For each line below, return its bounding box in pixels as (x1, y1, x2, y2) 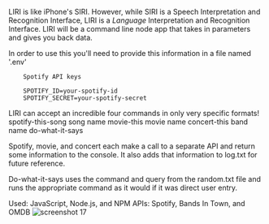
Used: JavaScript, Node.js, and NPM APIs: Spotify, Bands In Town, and (8, 199, 245, 208)
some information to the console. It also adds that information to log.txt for (8, 150, 258, 159)
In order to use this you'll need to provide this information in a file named (8, 49, 252, 58)
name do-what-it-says (8, 126, 84, 135)
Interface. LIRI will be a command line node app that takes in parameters (8, 24, 251, 33)
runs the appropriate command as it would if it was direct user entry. (8, 183, 238, 192)
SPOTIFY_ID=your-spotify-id (23, 87, 118, 95)
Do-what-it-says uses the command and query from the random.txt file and (8, 174, 262, 183)
